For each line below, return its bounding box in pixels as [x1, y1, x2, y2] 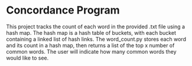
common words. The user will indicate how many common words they [6, 48, 177, 55]
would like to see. [6, 54, 49, 61]
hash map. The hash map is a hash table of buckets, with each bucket [6, 29, 176, 36]
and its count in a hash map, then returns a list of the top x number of [6, 42, 175, 49]
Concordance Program [6, 4, 120, 17]
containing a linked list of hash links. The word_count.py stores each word [6, 35, 186, 42]
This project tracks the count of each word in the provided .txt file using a [6, 23, 185, 30]
